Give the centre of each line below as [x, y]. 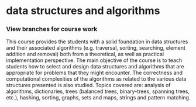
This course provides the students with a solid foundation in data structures [97, 42]
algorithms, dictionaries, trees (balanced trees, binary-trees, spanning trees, [98, 91]
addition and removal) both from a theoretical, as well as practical [85, 54]
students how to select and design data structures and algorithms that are [95, 67]
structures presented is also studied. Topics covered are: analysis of [88, 85]
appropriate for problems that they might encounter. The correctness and [94, 73]
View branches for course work [52, 29]
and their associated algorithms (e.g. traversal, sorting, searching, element [96, 48]
